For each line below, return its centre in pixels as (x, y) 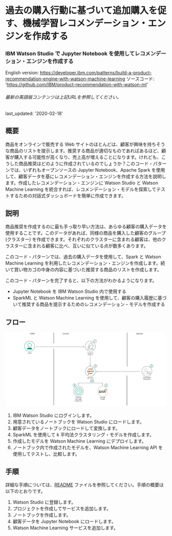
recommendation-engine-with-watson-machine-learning (65, 79)
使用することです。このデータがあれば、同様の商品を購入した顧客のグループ (86, 233)
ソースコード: (140, 79)
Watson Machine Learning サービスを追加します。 (66, 528)
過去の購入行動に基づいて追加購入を (81, 11)
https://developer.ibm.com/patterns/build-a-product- (96, 73)
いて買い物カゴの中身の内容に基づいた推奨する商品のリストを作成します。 (84, 270)
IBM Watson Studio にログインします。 (53, 415)
